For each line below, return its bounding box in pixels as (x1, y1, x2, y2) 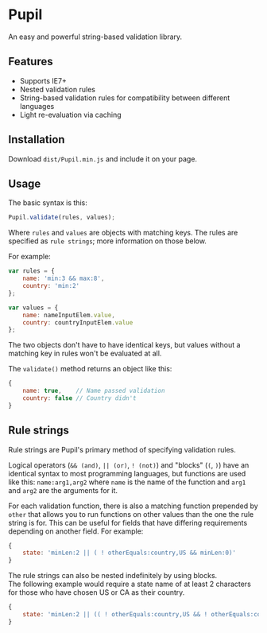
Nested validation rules (19, 84, 95, 94)
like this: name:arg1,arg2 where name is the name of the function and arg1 (8, 477, 246, 487)
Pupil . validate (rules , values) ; (8, 213, 115, 222)
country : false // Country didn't (22, 394, 137, 402)
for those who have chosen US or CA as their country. (8, 588, 185, 597)
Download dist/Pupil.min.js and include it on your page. (8, 153, 197, 164)
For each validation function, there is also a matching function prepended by (8, 501, 258, 511)
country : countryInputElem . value (22, 318, 133, 327)
